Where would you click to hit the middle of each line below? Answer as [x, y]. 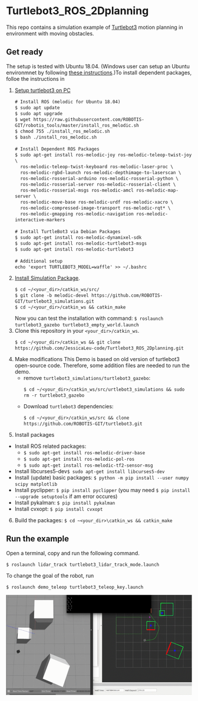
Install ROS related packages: [50, 446]
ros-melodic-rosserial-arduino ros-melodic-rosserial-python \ [99, 178]
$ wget [23, 119]
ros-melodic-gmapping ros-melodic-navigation [77, 214]
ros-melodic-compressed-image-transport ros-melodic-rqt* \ [95, 208]
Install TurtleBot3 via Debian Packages [70, 231]
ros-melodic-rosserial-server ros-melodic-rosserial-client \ [98, 184]
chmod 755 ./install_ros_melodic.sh [65, 131]
